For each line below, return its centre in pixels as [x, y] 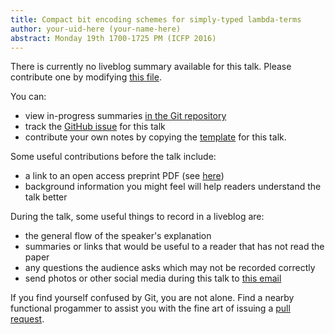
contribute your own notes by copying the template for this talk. [155, 137]
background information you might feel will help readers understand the [173, 187]
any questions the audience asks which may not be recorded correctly [170, 268]
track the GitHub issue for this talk [95, 127]
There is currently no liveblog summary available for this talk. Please [151, 67]
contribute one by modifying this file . [86, 77]
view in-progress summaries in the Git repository [125, 116]
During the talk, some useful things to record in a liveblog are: [137, 217]
